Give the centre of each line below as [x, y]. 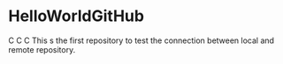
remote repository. [42, 49]
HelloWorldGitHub [76, 16]
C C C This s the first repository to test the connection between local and [141, 40]
